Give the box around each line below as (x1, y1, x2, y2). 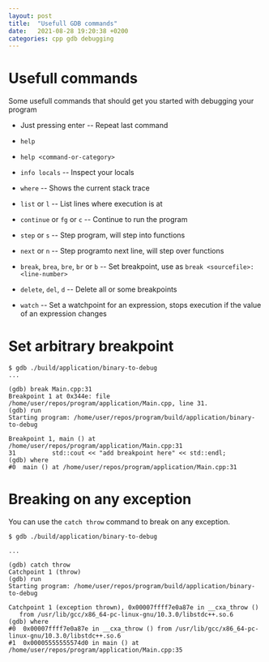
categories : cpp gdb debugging (8, 34, 114, 43)
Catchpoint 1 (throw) (8, 568, 82, 576)
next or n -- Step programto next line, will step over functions (19, 246, 224, 256)
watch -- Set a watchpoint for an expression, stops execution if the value (19, 301, 262, 310)
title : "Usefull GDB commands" (8, 19, 117, 28)
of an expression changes (19, 309, 107, 318)
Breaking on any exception (8, 490, 192, 509)
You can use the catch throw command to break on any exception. (8, 517, 231, 527)
